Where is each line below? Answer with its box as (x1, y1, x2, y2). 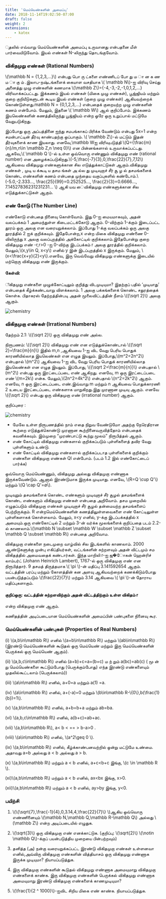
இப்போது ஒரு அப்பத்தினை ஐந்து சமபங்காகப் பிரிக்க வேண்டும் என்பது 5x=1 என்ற (5, 128, 157, 134)
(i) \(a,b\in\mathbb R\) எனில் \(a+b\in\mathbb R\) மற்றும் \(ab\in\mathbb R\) (5, 637, 155, 643)
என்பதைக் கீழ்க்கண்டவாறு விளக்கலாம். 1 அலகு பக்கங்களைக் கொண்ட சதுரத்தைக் (5, 287, 159, 293)
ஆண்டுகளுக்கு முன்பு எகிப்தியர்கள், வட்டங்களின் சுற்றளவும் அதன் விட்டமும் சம (5, 546, 155, 552)
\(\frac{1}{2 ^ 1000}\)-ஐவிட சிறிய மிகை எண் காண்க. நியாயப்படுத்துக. (12, 888, 146, 894)
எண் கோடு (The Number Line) (5, 202, 78, 209)
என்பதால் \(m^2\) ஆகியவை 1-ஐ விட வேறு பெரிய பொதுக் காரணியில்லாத (5, 359, 145, 364)
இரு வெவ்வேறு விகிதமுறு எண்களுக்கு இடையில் (65, 253, 155, 259)
